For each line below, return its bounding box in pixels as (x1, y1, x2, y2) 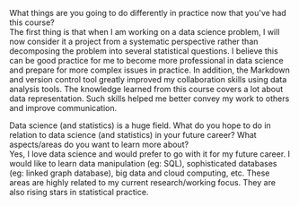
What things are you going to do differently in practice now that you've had (9, 8, 287, 18)
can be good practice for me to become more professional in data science (9, 56, 285, 65)
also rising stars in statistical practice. (9, 187, 149, 197)
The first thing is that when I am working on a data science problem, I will (9, 27, 280, 37)
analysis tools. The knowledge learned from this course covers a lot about (9, 84, 284, 94)
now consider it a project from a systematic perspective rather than (9, 36, 259, 47)
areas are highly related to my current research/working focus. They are (9, 177, 277, 187)
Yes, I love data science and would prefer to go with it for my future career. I (9, 149, 290, 159)
